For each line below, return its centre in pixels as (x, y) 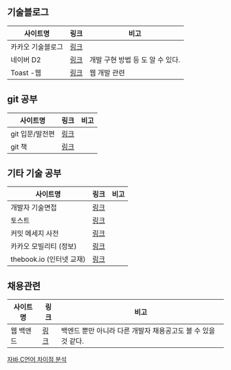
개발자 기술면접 (34, 207)
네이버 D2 (26, 59)
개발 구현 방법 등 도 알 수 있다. (135, 59)
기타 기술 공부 (34, 173)
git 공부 (22, 100)
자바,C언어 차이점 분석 (37, 360)
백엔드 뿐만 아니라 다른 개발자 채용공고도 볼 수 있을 (138, 331)
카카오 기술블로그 (37, 47)
